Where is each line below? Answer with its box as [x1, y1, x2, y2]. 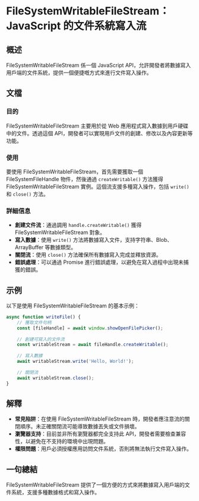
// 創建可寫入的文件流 [17, 336, 65, 342]
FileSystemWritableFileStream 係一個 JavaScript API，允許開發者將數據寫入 [6, 62, 191, 69]
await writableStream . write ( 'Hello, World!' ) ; [17, 359, 134, 365]
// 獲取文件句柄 [17, 319, 52, 325]
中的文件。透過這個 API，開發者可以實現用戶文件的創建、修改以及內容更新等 [6, 129, 193, 136]
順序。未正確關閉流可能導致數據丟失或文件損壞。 [20, 423, 140, 430]
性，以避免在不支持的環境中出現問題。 [14, 438, 109, 445]
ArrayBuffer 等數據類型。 [14, 244, 77, 251]
